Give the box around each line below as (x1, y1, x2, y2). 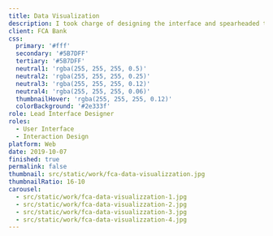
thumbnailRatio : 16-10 (8, 178, 85, 187)
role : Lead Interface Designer (8, 110, 115, 118)
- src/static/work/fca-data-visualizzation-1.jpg (15, 192, 187, 201)
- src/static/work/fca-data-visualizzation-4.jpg (15, 216, 187, 224)
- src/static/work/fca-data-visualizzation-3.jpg (15, 208, 187, 216)
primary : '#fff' (15, 42, 71, 50)
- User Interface (15, 125, 75, 133)
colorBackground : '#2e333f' (15, 102, 111, 110)
